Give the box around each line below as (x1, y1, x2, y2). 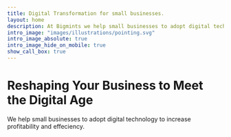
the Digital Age (7, 92, 93, 108)
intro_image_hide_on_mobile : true (7, 42, 107, 49)
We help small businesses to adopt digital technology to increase (7, 114, 191, 123)
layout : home (7, 16, 45, 23)
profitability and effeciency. (7, 122, 85, 130)
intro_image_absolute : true (7, 36, 88, 42)
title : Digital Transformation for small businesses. (7, 10, 165, 17)
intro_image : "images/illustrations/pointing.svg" (7, 29, 155, 36)
